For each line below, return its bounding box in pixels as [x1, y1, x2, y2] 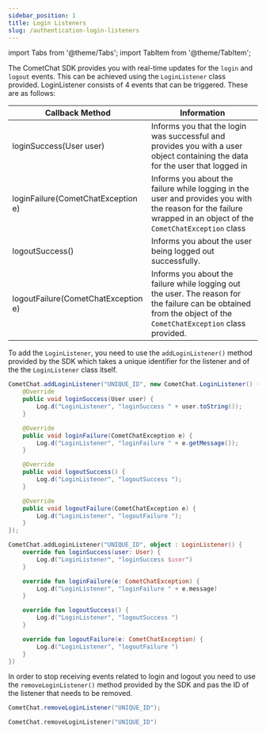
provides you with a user [150, 140, 243, 151]
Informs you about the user [150, 235, 252, 247]
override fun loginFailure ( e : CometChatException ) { [22, 577, 200, 585]
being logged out [150, 246, 215, 257]
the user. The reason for [150, 289, 241, 300]
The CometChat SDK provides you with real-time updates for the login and [8, 63, 253, 73]
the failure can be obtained [150, 298, 252, 309]
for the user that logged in [150, 160, 248, 171]
